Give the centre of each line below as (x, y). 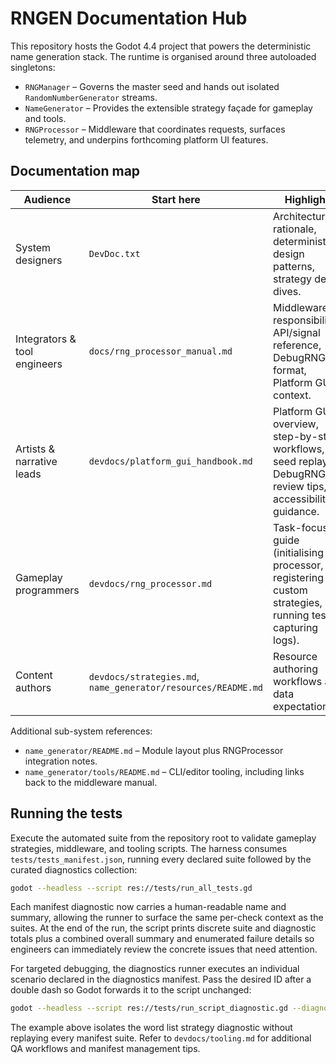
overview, (296, 424)
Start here (176, 199)
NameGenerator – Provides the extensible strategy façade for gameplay (168, 108)
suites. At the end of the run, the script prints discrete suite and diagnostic (163, 928)
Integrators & (46, 339)
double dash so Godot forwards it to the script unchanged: (131, 990)
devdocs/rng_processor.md (150, 583)
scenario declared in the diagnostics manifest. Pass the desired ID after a (161, 979)
